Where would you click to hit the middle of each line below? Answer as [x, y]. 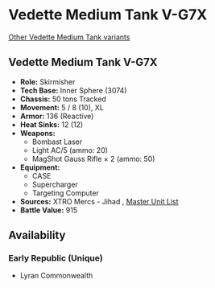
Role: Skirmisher [48, 81]
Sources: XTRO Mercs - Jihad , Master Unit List [99, 201]
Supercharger [55, 184]
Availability [37, 235]
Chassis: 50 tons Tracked [63, 99]
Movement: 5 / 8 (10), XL [62, 107]
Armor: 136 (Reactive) [57, 116]
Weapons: [37, 133]
